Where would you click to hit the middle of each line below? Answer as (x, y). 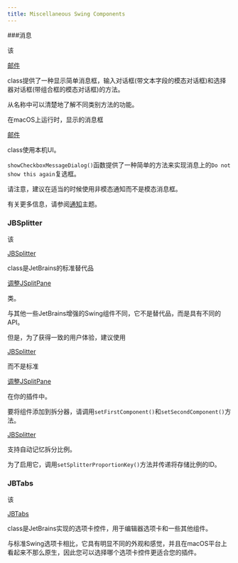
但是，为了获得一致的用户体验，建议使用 (66, 337)
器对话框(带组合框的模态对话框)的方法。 (66, 89)
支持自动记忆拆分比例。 (42, 449)
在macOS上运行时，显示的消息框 (55, 119)
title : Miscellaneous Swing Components (66, 14)
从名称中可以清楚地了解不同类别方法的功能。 (73, 104)
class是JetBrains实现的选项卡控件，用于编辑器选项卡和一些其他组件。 (110, 529)
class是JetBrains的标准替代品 (51, 268)
